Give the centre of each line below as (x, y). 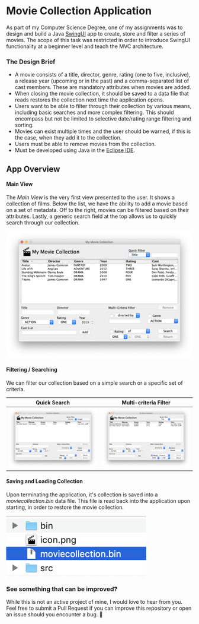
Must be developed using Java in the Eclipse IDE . (75, 150)
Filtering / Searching (32, 370)
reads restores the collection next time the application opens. (89, 100)
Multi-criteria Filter (146, 403)
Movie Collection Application (79, 11)
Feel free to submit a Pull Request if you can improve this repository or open (99, 608)
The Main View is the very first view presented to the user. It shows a (91, 197)
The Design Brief (31, 62)
